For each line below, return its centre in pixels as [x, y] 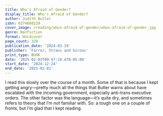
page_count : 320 [21, 41]
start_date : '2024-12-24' [31, 64]
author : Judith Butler [28, 19]
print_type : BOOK [23, 55]
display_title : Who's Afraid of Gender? [47, 14]
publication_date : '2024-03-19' [38, 46]
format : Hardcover [24, 37]
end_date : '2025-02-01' [29, 69]
